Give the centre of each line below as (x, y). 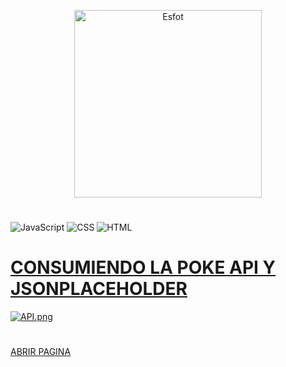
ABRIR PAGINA (41, 352)
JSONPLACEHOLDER (99, 289)
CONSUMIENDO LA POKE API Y (143, 267)
